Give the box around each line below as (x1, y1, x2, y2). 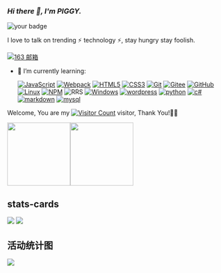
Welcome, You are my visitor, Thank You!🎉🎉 (7, 109, 179, 117)
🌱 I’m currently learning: (17, 67, 86, 75)
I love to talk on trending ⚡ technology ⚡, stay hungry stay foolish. (7, 36, 196, 45)
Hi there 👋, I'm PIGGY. (7, 6, 82, 16)
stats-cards (7, 198, 59, 210)
